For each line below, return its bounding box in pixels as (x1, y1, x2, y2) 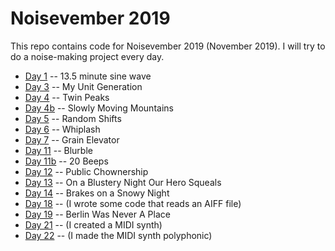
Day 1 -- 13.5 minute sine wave (24, 70, 152, 82)
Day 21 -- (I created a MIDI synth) (24, 218, 163, 231)
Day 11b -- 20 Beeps (24, 155, 109, 167)
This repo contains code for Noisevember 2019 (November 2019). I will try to (10, 40, 326, 52)
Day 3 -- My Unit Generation (24, 80, 143, 92)
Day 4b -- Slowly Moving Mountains (24, 102, 174, 114)
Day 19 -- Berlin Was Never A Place (24, 208, 171, 220)
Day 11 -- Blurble (24, 144, 93, 156)
